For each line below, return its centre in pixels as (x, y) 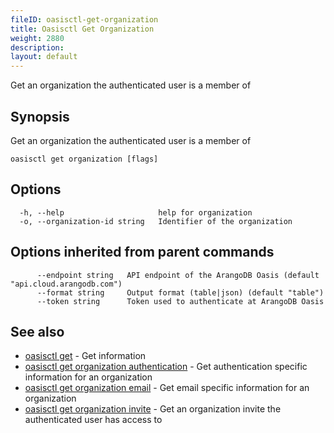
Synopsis (40, 116)
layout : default (44, 57)
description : (37, 47)
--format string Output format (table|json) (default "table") (180, 292)
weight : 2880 (37, 38)
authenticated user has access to (93, 420)
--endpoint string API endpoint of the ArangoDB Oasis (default (178, 275)
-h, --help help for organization (136, 212)
